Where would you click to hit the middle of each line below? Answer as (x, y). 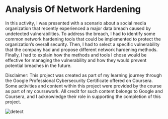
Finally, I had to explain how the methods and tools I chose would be (76, 55)
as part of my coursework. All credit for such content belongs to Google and (84, 91)
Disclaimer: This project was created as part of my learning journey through (83, 75)
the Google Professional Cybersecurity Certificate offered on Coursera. (79, 80)
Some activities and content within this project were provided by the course (83, 85)
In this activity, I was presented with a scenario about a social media (76, 23)
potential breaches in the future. (38, 65)
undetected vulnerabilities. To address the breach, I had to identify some (80, 33)
